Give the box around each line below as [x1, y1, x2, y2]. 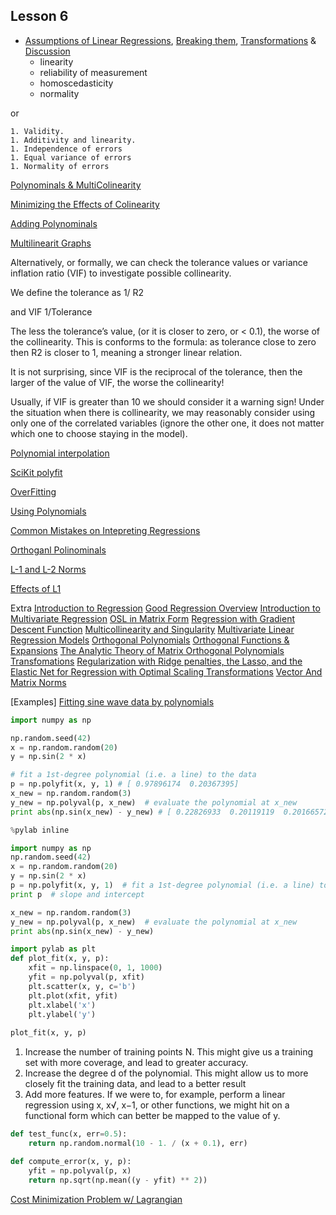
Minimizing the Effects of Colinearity [10, 198, 160, 210]
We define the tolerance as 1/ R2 [10, 286, 145, 298]
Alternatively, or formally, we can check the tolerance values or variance [10, 256, 308, 268]
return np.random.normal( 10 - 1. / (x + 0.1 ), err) [28, 1139, 248, 1149]
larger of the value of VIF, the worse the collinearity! [10, 376, 225, 388]
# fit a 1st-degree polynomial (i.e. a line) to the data [10, 770, 257, 780]
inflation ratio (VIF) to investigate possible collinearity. [10, 267, 232, 279]
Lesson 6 [10, 8, 69, 25]
